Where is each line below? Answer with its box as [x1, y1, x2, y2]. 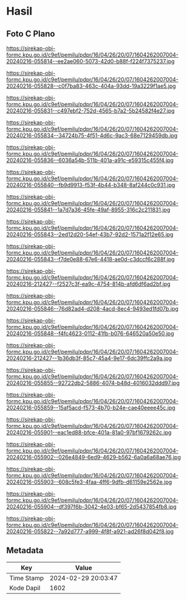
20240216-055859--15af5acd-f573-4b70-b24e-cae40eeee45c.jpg [6, 404, 176, 411]
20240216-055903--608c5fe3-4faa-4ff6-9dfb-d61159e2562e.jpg [6, 478, 172, 485]
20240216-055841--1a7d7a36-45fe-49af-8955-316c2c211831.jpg [6, 206, 171, 213]
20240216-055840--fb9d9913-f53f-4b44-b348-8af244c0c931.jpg [6, 182, 175, 188]
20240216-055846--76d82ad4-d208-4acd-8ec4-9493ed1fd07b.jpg [6, 305, 179, 312]
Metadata [6, 545, 44, 556]
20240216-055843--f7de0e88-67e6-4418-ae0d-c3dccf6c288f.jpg [6, 256, 175, 263]
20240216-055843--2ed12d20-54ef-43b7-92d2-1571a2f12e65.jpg [6, 231, 174, 238]
